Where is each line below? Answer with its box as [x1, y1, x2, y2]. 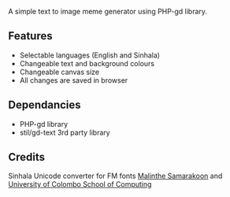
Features [8, 29, 53, 43]
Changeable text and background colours [19, 58, 155, 68]
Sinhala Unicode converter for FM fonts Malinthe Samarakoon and [8, 171, 223, 180]
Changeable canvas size [19, 67, 100, 76]
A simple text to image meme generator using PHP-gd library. [8, 7, 207, 16]
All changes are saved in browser [19, 75, 128, 85]
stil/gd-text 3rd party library [19, 128, 110, 137]
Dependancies [8, 98, 81, 112]
